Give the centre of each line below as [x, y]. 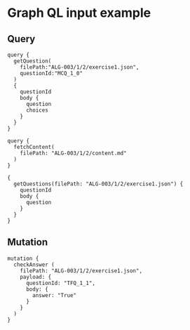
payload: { [36, 277]
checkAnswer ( [34, 265]
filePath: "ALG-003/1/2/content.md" [74, 153]
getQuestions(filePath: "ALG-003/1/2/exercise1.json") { [99, 184]
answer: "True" [55, 295]
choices [37, 110]
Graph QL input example [79, 13]
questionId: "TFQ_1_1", [61, 283]
